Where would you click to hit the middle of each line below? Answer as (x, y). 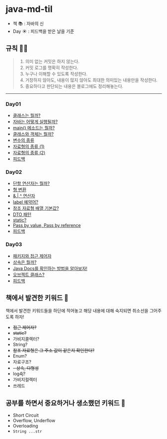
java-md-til (29, 9)
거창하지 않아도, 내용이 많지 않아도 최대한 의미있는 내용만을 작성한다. (91, 80)
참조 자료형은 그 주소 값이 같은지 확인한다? (54, 351)
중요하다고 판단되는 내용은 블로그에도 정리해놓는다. (74, 86)
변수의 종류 (24, 141)
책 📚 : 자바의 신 (28, 23)
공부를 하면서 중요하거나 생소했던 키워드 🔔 (66, 403)
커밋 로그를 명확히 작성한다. (52, 68)
